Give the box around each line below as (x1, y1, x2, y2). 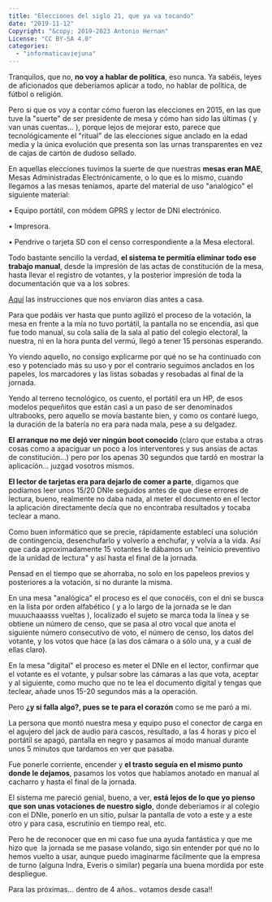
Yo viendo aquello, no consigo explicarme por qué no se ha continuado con (8, 352, 261, 362)
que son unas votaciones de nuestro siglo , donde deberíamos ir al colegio (8, 801, 260, 811)
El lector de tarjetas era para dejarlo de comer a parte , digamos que (8, 477, 240, 486)
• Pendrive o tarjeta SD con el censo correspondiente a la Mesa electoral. (8, 237, 255, 246)
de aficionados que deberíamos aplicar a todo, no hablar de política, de (8, 80, 248, 90)
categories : (8, 42, 49, 50)
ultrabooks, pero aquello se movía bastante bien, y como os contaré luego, (8, 411, 259, 420)
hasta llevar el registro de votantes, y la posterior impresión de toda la (8, 270, 242, 280)
